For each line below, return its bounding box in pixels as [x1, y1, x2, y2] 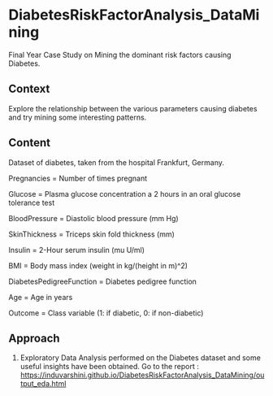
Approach [8, 331, 60, 345]
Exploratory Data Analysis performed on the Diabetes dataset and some [19, 353, 262, 363]
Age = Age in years [8, 292, 73, 302]
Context [8, 82, 50, 96]
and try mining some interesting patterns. [8, 112, 147, 122]
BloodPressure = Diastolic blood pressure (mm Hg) [8, 213, 179, 223]
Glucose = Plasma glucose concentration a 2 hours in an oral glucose [8, 189, 241, 198]
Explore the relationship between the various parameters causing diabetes [8, 103, 258, 113]
